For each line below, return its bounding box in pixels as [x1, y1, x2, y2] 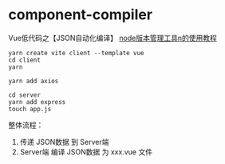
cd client [8, 56, 41, 64]
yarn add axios [8, 77, 59, 85]
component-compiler [8, 6, 153, 24]
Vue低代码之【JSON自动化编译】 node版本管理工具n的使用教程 [8, 33, 217, 42]
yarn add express [8, 98, 66, 106]
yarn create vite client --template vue [8, 49, 145, 57]
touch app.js [8, 105, 52, 113]
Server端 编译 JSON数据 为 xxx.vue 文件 [19, 146, 153, 157]
